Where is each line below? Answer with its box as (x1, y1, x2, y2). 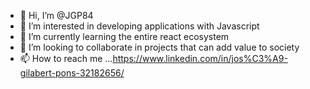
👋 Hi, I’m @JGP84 (19, 10, 94, 21)
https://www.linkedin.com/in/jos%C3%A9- (112, 53, 288, 64)
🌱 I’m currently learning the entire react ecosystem (19, 31, 230, 42)
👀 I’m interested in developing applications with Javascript (19, 20, 260, 32)
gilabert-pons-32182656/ (19, 67, 125, 79)
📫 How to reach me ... (19, 53, 113, 64)
